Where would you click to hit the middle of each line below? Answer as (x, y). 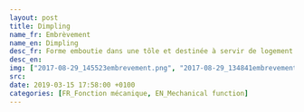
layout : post (34, 18)
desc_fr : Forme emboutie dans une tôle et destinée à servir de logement (152, 51)
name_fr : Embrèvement (50, 34)
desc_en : (26, 60)
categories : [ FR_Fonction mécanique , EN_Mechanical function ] (129, 93)
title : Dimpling (40, 26)
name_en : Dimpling (44, 43)
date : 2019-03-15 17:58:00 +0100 (72, 85)
